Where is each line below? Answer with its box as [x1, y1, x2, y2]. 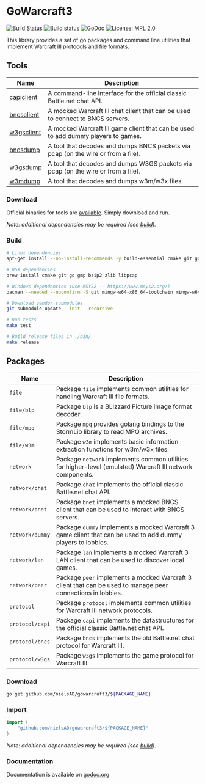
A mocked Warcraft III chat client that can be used [48, 106, 191, 115]
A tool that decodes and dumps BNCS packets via [48, 142, 191, 150]
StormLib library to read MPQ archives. [56, 427, 168, 436]
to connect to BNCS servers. [48, 114, 129, 123]
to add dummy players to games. [48, 131, 142, 140]
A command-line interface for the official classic [48, 89, 187, 97]
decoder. [56, 409, 82, 418]
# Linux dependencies [6, 250, 62, 256]
